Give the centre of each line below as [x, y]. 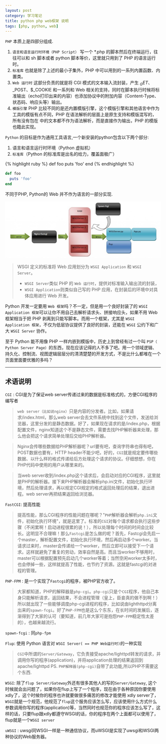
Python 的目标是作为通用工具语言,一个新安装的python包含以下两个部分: [77, 137]
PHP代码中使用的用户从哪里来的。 [52, 465]
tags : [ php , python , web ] [32, 26]
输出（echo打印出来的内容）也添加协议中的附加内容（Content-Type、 [88, 96]
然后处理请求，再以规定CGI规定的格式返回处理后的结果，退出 [88, 488]
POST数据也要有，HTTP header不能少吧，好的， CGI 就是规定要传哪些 [87, 453]
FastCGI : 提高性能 [23, 504]
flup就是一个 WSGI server [30, 720]
